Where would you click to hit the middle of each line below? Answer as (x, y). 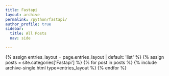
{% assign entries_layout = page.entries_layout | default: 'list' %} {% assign (85, 57)
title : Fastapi (21, 10)
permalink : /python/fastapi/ (36, 19)
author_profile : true (28, 24)
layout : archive (22, 15)
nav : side (20, 39)
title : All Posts (28, 33)
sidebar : (15, 29)
